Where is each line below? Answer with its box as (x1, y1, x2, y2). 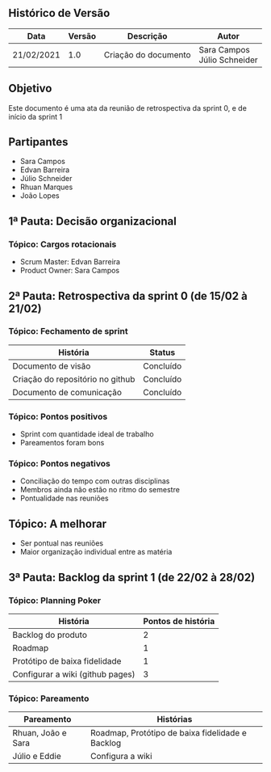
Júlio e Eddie (12, 751, 62, 762)
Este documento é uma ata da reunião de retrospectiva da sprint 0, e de (8, 103, 248, 112)
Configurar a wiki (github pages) (12, 669, 135, 680)
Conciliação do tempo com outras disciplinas (19, 476, 170, 486)
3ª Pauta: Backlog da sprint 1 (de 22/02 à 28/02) (8, 570, 256, 584)
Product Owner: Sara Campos (19, 266, 119, 276)
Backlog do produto (12, 629, 87, 640)
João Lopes (19, 191, 60, 200)
